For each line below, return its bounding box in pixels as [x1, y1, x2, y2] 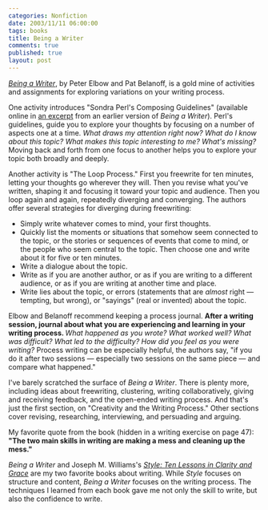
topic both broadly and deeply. [8, 153, 110, 163]
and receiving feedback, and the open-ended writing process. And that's [8, 395, 249, 404]
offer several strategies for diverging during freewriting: [8, 203, 192, 212]
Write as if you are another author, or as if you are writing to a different [19, 269, 253, 279]
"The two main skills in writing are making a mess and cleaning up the [8, 435, 246, 445]
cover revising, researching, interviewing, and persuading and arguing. [8, 411, 242, 421]
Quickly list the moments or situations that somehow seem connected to [19, 227, 258, 237]
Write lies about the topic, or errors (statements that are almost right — [19, 286, 254, 297]
